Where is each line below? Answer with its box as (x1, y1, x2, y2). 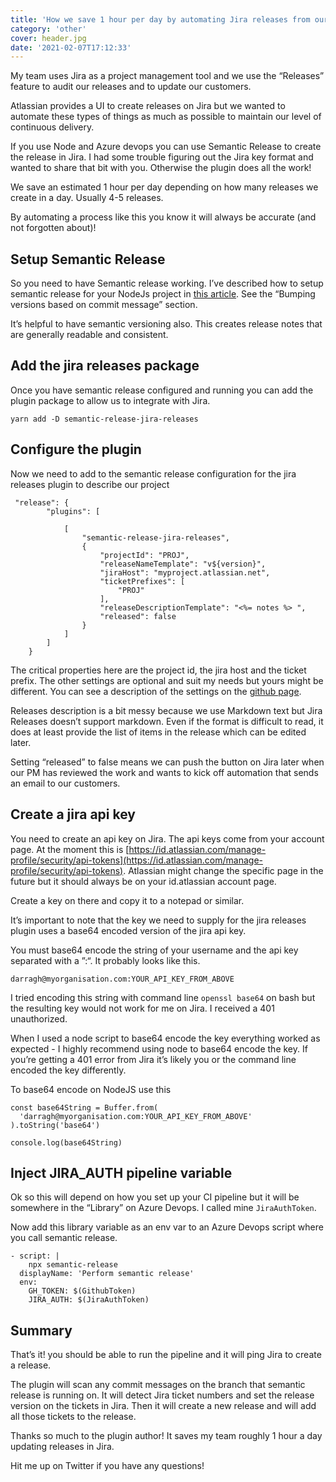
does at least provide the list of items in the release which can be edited (10, 726, 307, 738)
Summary (10, 1322, 73, 1339)
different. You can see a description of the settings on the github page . (10, 685, 302, 697)
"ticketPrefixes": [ (99, 576, 186, 586)
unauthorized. (10, 1012, 68, 1025)
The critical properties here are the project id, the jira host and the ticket (10, 664, 307, 676)
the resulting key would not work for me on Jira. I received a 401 (10, 1002, 275, 1014)
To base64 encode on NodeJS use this (10, 1083, 172, 1095)
